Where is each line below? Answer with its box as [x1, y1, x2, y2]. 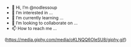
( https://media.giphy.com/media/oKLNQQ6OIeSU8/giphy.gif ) [4, 37, 127, 42]
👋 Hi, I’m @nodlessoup [11, 5, 57, 10]
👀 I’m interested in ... [11, 10, 53, 16]
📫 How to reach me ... [11, 26, 57, 31]
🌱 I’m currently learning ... [11, 15, 64, 20]
